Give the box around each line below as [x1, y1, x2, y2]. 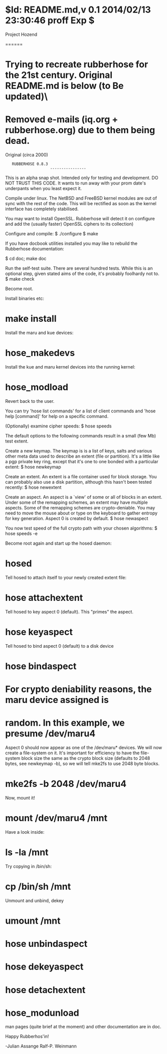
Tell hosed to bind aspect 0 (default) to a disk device [5, 643, 114, 649]
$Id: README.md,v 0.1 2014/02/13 [5, 4, 151, 16]
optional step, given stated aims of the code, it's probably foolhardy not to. [5, 271, 159, 277]
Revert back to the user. [5, 398, 55, 404]
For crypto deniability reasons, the [5, 683, 152, 695]
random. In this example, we [5, 717, 125, 729]
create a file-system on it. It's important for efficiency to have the [5, 750, 140, 756]
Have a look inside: [5, 829, 45, 835]
